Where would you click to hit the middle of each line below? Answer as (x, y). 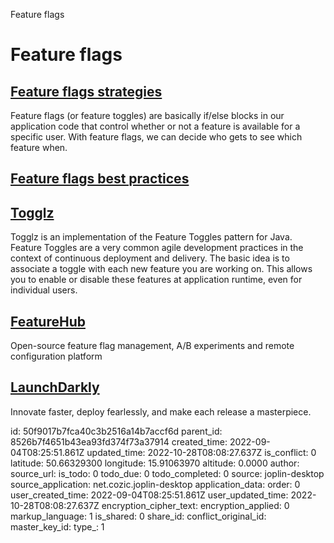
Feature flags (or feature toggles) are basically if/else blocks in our (147, 115)
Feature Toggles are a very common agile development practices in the (157, 248)
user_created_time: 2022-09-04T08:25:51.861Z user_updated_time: (149, 495)
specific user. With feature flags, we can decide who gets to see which (156, 137)
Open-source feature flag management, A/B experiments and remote (152, 346)
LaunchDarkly (55, 387)
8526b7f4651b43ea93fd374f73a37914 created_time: (119, 441)
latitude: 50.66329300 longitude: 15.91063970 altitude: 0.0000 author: (155, 463)
